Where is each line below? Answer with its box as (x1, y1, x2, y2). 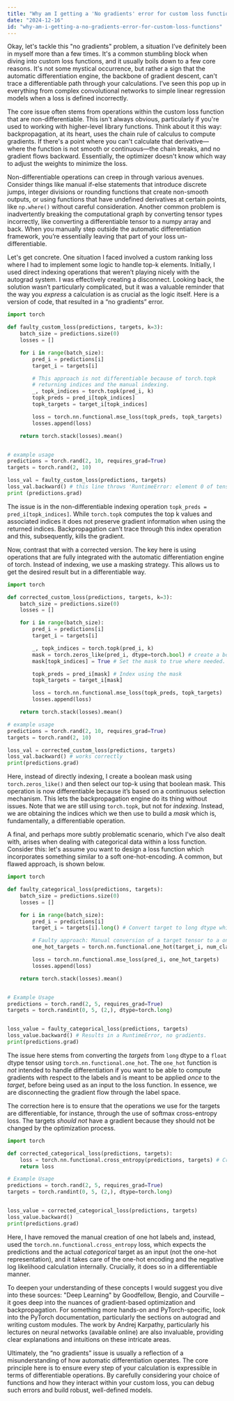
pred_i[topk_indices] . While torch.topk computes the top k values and (7, 510, 212, 518)
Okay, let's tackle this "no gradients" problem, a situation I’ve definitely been (7, 43, 227, 51)
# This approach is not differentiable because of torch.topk (32, 374, 217, 382)
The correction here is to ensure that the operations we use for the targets (7, 1101, 221, 1110)
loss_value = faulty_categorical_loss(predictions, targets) (7, 1026, 189, 1033)
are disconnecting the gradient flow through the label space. (7, 1088, 181, 1096)
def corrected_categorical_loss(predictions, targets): (7, 1150, 173, 1157)
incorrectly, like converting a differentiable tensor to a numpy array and (7, 218, 211, 226)
